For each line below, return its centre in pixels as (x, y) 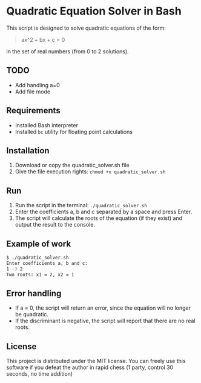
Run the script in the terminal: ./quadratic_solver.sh (81, 205)
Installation (28, 151)
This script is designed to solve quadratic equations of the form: (86, 28)
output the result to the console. (55, 225)
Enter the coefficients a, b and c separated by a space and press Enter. (104, 212)
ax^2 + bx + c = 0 (43, 39)
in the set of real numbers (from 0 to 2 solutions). (68, 51)
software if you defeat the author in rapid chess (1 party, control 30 (90, 367)
